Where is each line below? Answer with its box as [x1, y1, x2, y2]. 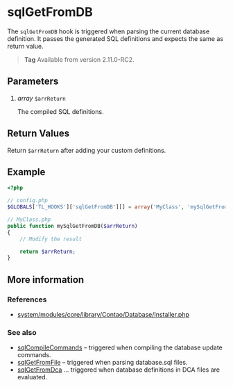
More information [7, 274, 85, 286]
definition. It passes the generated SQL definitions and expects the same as [7, 34, 224, 42]
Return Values [7, 128, 70, 140]
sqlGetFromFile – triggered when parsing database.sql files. [17, 359, 188, 367]
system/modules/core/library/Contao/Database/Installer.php [17, 310, 189, 318]
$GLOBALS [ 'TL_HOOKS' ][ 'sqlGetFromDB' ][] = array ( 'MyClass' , [7, 204, 185, 211]
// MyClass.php [7, 216, 51, 223]
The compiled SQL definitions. [17, 107, 104, 115]
